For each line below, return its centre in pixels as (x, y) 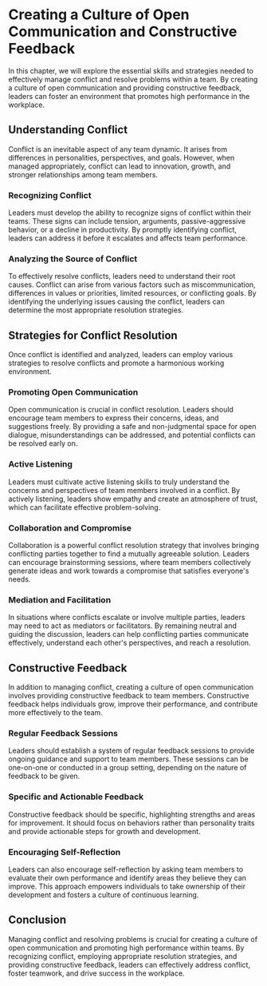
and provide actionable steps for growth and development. (104, 831)
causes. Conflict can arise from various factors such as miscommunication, (132, 284)
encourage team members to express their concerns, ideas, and (114, 418)
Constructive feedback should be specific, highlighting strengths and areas (132, 814)
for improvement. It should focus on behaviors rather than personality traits (132, 823)
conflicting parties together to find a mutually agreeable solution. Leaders (129, 554)
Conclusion (37, 920)
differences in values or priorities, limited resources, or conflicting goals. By (132, 293)
